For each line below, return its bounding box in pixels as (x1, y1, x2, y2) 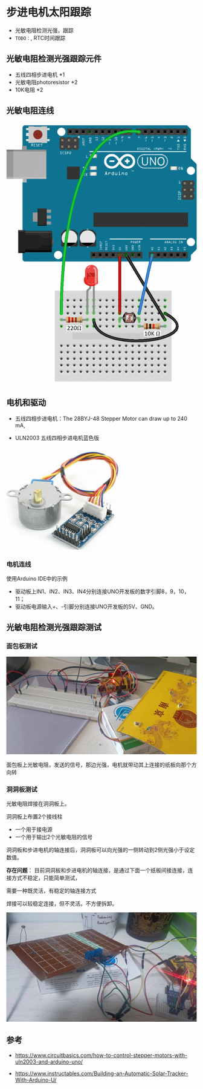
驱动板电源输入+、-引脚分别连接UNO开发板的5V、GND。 (14, 603, 158, 610)
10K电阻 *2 (14, 86, 43, 93)
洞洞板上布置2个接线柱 (6, 813, 63, 820)
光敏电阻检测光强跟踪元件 (6, 54, 101, 64)
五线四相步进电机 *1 (14, 71, 65, 78)
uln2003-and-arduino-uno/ (14, 1058, 83, 1065)
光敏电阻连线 (6, 105, 54, 116)
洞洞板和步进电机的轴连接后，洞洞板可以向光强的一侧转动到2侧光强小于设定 (6, 846, 195, 854)
